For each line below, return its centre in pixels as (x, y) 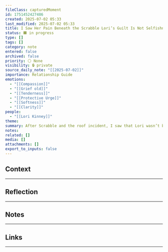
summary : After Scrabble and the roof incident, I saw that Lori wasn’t (82, 126)
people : (13, 112)
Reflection (22, 192)
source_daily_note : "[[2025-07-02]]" (44, 70)
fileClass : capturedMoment (33, 10)
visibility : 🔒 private (29, 65)
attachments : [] (22, 144)
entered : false (21, 51)
